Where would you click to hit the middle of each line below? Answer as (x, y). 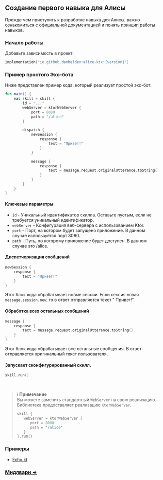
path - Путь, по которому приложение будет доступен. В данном (79, 241)
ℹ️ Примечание (32, 394)
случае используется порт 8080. (46, 235)
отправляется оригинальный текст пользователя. (57, 354)
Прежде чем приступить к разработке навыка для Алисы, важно (73, 19)
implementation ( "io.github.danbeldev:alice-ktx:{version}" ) (67, 62)
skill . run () (17, 375)
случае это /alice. (30, 246)
